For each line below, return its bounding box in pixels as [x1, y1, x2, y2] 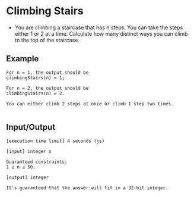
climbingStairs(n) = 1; [6, 74, 65, 81]
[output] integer [6, 174, 49, 180]
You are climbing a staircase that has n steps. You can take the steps [14, 24, 183, 31]
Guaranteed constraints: [6, 159, 68, 165]
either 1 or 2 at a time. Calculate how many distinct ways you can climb [14, 30, 188, 37]
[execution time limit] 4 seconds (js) [6, 138, 105, 144]
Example [6, 54, 39, 64]
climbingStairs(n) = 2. [6, 90, 65, 96]
